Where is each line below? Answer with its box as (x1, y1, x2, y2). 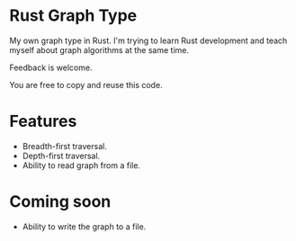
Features (9, 112, 77, 131)
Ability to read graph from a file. (22, 159, 141, 171)
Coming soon (9, 192, 112, 212)
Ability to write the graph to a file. (22, 221, 147, 232)
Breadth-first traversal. (22, 140, 108, 151)
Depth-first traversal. (22, 150, 101, 161)
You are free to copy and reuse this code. (9, 79, 164, 90)
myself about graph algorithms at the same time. (9, 44, 189, 55)
